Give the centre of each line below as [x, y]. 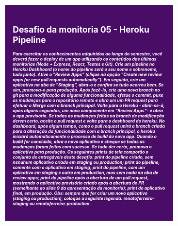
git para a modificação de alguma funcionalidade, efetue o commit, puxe [88, 95]
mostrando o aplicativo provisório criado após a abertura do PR [79, 183]
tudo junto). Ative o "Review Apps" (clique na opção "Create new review [88, 74]
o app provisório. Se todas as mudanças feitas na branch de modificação [89, 116]
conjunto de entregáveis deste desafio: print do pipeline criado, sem [83, 157]
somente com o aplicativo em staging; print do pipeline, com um [79, 167]
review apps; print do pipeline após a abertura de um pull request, [81, 177]
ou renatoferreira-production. [60, 203]
